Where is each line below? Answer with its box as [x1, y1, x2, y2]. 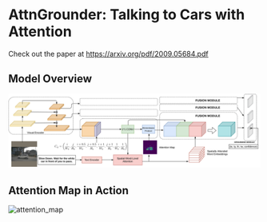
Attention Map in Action [8, 184, 130, 197]
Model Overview [8, 72, 92, 85]
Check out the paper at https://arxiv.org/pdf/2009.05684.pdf [8, 49, 209, 58]
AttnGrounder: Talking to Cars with [8, 6, 245, 24]
